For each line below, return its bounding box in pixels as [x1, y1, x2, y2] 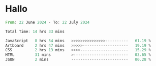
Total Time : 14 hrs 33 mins [5, 29, 65, 34]
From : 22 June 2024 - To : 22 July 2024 [5, 20, 90, 25]
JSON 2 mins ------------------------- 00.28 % [5, 57, 151, 62]
